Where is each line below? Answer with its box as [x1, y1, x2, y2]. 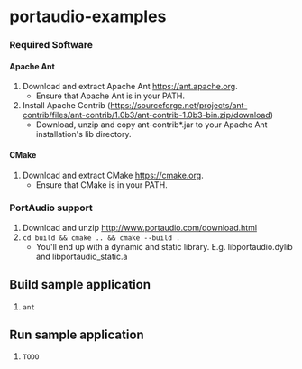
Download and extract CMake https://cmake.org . [22, 170, 205, 180]
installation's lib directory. [35, 129, 133, 140]
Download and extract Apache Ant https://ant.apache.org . [22, 81, 239, 92]
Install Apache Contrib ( [22, 100, 111, 111]
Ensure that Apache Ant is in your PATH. [35, 90, 186, 101]
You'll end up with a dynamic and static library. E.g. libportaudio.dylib [35, 241, 293, 252]
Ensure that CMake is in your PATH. [35, 179, 169, 190]
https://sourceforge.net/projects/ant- [109, 100, 248, 111]
